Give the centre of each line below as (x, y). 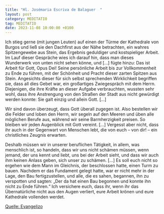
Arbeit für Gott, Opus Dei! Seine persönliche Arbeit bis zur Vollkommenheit (81, 68)
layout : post (18, 14)
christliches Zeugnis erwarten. (36, 135)
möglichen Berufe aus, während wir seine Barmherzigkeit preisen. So (75, 120)
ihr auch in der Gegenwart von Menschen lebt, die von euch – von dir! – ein (81, 130)
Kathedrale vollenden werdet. (35, 197)
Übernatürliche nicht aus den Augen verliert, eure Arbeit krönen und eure (80, 192)
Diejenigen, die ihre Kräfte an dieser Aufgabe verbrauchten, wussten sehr (80, 89)
